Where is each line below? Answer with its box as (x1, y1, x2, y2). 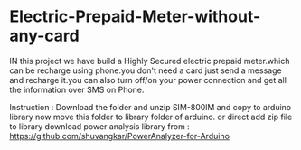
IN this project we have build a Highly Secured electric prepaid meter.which (9, 55, 290, 66)
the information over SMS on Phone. (9, 84, 145, 95)
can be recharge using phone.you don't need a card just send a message (9, 65, 282, 76)
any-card (9, 25, 80, 46)
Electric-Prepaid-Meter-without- (9, 6, 261, 27)
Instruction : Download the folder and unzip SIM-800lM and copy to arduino (9, 101, 292, 112)
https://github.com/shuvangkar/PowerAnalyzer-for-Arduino (9, 130, 230, 141)
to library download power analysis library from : (9, 120, 190, 132)
